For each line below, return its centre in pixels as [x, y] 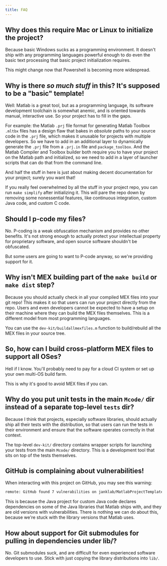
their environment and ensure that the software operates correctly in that [80, 429]
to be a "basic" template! [45, 93]
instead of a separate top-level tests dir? [70, 407]
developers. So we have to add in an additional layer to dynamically [74, 141]
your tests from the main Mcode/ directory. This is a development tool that [80, 450]
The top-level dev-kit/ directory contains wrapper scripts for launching [78, 444]
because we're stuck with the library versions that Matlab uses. [70, 517]
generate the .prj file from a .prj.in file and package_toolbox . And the [78, 147]
